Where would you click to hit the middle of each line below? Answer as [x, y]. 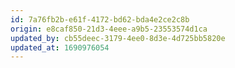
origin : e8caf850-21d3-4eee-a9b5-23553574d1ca [109, 29]
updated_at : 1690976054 [60, 47]
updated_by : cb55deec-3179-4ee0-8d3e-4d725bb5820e [118, 38]
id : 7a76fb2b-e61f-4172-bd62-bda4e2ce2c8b [100, 19]
